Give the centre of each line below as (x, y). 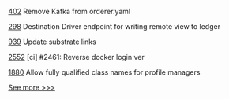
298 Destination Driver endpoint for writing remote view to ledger (114, 26)
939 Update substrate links (52, 42)
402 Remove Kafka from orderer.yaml (69, 11)
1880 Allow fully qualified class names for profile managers (104, 72)
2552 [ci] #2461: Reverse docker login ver (76, 57)
